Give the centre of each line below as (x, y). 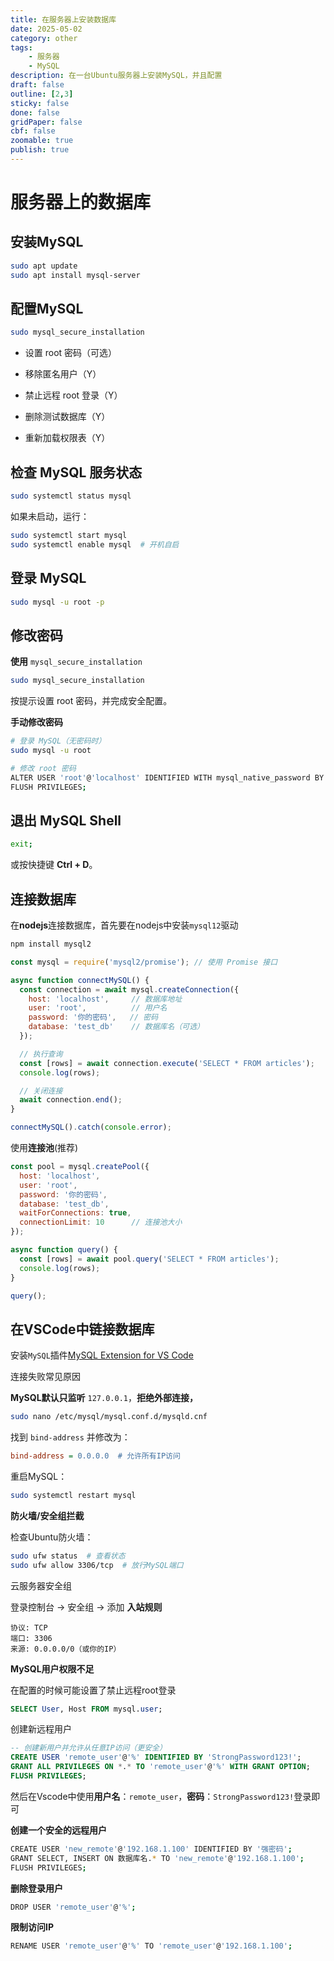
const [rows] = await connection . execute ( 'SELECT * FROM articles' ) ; (167, 1063)
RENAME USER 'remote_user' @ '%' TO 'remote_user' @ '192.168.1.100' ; (151, 1946)
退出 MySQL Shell (66, 820)
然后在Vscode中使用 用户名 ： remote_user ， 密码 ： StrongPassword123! (152, 1796)
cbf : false (33, 131)
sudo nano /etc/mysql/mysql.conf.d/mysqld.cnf (109, 1417)
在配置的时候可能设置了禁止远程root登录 (93, 1690)
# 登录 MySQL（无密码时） (58, 741)
